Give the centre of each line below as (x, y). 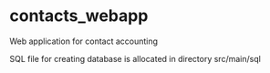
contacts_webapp (79, 16)
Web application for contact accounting (83, 41)
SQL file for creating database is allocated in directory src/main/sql (135, 58)
